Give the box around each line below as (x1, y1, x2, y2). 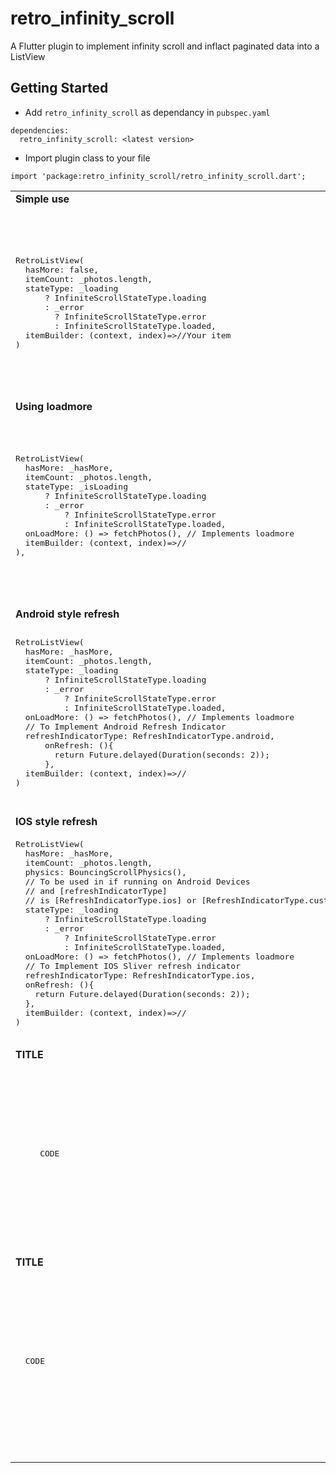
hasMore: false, (24, 264, 100, 275)
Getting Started (10, 80, 109, 97)
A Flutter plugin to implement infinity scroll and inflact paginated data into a (10, 40, 320, 52)
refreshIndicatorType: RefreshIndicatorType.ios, (24, 970, 256, 981)
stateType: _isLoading (24, 481, 129, 492)
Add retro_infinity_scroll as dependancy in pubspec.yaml (24, 106, 271, 118)
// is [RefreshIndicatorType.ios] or (24, 895, 197, 906)
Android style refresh (15, 607, 120, 621)
